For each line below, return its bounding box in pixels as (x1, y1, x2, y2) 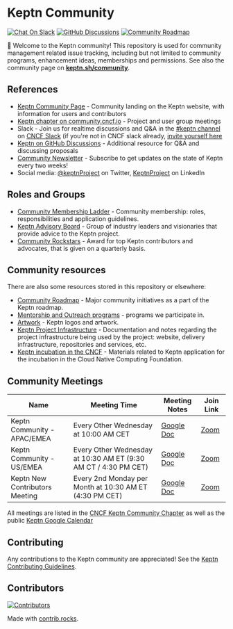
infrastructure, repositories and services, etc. (17, 341, 147, 349)
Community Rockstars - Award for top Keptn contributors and (17, 236, 193, 245)
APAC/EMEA (10, 434, 51, 443)
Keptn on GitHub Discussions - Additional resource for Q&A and (17, 139, 200, 147)
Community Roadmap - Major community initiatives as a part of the (17, 296, 209, 304)
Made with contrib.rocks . (7, 614, 79, 623)
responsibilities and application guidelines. (17, 214, 139, 223)
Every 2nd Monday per (73, 474, 148, 484)
